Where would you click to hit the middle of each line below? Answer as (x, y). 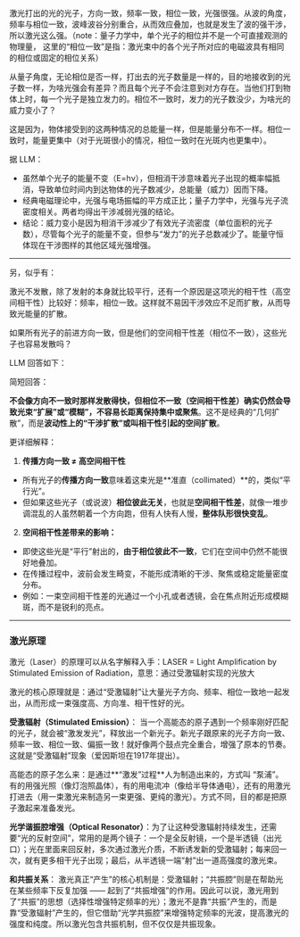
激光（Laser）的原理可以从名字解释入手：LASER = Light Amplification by (143, 662)
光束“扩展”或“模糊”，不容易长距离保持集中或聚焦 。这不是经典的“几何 (144, 412)
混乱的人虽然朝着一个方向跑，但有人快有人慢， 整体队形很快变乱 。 (151, 513)
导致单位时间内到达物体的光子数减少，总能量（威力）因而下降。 (155, 189)
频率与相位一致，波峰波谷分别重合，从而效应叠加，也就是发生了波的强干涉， (150, 24)
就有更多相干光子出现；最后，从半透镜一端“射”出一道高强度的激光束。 (154, 860)
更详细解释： (33, 442)
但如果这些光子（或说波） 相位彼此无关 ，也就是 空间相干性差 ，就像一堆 (151, 502)
